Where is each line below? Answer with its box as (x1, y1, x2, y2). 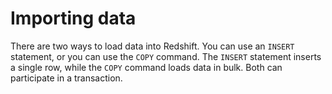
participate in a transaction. (10, 72, 123, 84)
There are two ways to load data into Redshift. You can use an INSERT (10, 40, 295, 52)
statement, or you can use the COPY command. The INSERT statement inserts (10, 50, 322, 62)
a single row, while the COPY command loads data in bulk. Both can (10, 61, 283, 73)
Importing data (10, 7, 137, 30)
